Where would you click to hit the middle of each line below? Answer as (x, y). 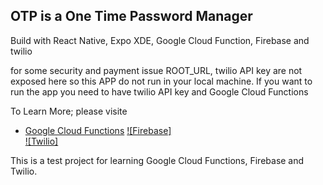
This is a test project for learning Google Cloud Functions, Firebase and (157, 160)
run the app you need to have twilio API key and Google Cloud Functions (159, 91)
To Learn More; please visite (69, 111)
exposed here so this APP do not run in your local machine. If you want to (161, 81)
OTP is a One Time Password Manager (131, 16)
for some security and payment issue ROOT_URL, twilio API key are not (156, 70)
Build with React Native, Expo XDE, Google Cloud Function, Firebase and (160, 40)
